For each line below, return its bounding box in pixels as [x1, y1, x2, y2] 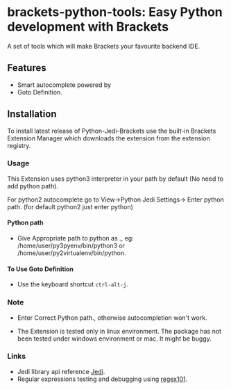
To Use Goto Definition [7, 265, 74, 273]
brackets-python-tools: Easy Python [7, 4, 223, 20]
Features [7, 62, 46, 74]
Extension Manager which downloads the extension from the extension [7, 133, 210, 143]
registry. [7, 141, 31, 149]
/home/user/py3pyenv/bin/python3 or [17, 241, 126, 250]
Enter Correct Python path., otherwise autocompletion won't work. [17, 314, 207, 322]
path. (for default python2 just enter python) [7, 202, 134, 211]
